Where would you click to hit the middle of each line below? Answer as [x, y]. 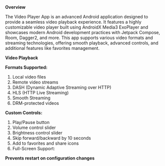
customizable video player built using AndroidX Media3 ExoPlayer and [77, 27]
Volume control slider [34, 127]
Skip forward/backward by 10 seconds [52, 138]
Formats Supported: [27, 67]
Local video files [29, 77]
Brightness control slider [37, 133]
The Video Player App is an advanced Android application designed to [77, 17]
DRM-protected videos [36, 103]
